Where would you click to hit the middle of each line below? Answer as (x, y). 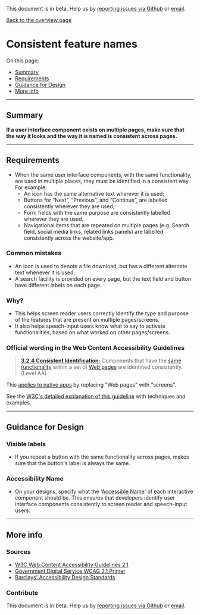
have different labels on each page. (58, 285)
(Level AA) (34, 374)
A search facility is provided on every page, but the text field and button (103, 278)
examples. (19, 403)
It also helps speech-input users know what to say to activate (90, 326)
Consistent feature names (72, 44)
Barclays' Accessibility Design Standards (65, 578)
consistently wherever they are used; (69, 206)
